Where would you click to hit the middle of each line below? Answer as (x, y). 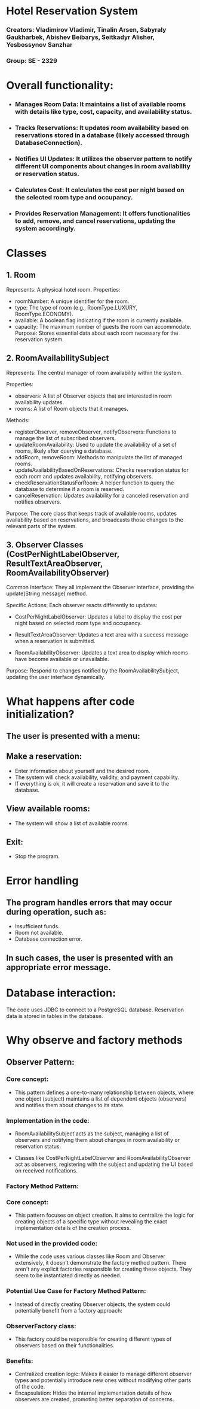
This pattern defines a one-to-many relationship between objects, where (104, 1092)
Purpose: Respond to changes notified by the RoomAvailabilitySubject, (93, 671)
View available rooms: (48, 809)
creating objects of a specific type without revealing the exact (91, 1222)
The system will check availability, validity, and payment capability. (97, 777)
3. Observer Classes (45, 545)
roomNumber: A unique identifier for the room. (72, 301)
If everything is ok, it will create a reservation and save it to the (92, 783)
